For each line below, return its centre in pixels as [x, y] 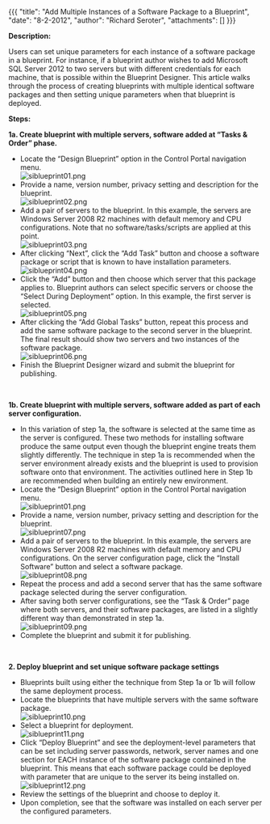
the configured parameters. [65, 811]
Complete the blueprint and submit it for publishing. [106, 635]
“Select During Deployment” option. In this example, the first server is [135, 296]
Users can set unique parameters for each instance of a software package [132, 51]
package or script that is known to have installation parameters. [125, 262]
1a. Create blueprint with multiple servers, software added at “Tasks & [128, 134]
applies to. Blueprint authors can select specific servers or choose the [137, 287]
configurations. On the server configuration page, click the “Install [130, 558]
